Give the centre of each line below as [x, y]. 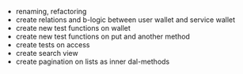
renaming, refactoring [51, 11]
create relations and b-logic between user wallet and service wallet [125, 20]
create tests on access [53, 45]
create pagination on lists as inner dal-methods [93, 61]
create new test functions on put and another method [103, 36]
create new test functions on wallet [73, 28]
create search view [47, 53]
